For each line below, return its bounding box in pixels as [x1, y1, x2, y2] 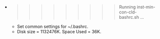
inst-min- [136, 4, 156, 10]
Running [119, 4, 136, 10]
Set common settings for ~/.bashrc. [17, 24, 89, 29]
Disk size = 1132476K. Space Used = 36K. [17, 29, 101, 34]
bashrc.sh [119, 14, 139, 20]
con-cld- [119, 9, 137, 15]
